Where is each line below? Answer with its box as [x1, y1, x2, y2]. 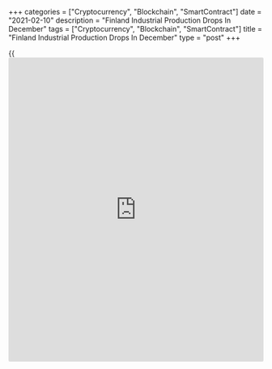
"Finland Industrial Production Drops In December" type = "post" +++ [8, 32, 240, 42]
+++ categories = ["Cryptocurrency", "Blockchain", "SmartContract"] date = [8, 7, 262, 16]
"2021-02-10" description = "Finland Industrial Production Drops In [8, 15, 232, 25]
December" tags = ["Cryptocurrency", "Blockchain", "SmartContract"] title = [8, 24, 263, 33]
